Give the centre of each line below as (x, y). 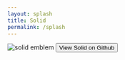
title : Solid (27, 20)
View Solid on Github (87, 48)
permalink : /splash (36, 27)
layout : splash (30, 14)
